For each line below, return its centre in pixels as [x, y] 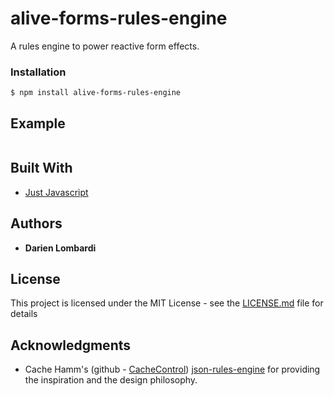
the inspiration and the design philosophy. [111, 380]
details [24, 314]
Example [38, 123]
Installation [38, 72]
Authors [36, 223]
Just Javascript [56, 192]
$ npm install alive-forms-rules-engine [96, 93]
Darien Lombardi [60, 248]
